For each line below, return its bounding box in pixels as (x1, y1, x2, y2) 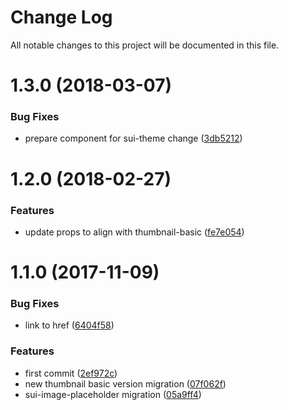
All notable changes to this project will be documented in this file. (10, 39, 280, 51)
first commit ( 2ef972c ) (24, 367, 118, 379)
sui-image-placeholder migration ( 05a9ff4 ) (24, 388, 202, 400)
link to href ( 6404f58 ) (24, 319, 115, 331)
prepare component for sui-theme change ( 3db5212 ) (24, 132, 243, 145)
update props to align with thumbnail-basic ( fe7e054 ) (24, 226, 245, 238)
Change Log (10, 6, 113, 29)
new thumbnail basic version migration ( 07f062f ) (24, 377, 227, 390)
